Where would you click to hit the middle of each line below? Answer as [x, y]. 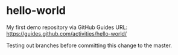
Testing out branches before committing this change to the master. [89, 45]
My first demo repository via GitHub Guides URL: [67, 27]
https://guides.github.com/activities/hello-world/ [67, 33]
